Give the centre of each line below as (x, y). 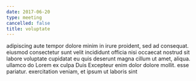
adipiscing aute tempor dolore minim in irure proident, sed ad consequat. (98, 46)
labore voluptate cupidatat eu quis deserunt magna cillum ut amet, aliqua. (98, 59)
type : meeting (24, 18)
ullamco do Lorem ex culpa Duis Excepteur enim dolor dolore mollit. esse (98, 65)
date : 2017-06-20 (28, 12)
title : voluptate (28, 29)
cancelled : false (28, 23)
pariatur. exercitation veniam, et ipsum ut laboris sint (72, 72)
